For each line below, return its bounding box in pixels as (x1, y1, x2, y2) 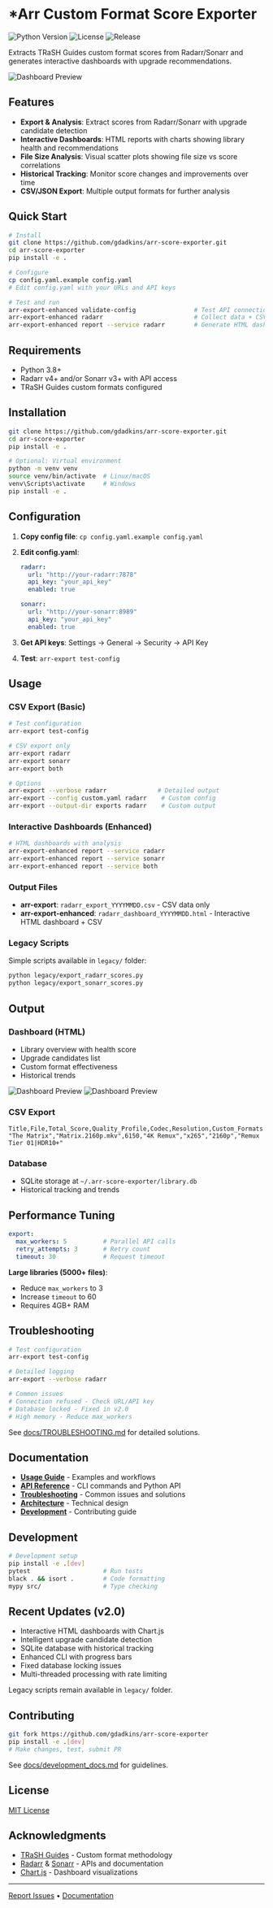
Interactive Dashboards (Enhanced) (8, 821, 153, 832)
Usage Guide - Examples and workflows (19, 1472, 156, 1482)
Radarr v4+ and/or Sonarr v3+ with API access (19, 374, 177, 383)
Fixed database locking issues (19, 1661, 122, 1671)
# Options (8, 779, 42, 787)
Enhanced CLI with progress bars (19, 1652, 132, 1662)
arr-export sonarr (8, 757, 71, 765)
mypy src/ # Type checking (8, 1582, 158, 1590)
